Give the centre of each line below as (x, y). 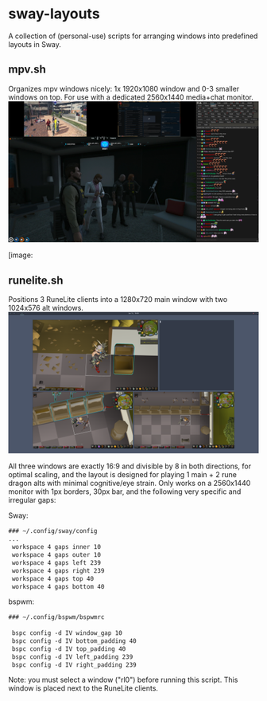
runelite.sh (36, 280)
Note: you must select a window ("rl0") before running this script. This (123, 679)
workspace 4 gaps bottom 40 (58, 586)
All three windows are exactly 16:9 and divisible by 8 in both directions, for (130, 466)
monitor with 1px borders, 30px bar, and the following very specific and (125, 491)
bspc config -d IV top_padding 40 (69, 649)
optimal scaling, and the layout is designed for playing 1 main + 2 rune (122, 474)
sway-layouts (54, 14)
